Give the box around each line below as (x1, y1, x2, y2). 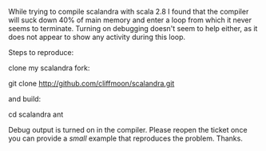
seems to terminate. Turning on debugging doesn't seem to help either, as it (8, 24, 258, 33)
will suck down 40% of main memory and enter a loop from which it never (8, 15, 252, 25)
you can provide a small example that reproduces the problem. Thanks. (8, 133, 244, 143)
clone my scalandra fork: (8, 63, 90, 73)
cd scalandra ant (8, 109, 64, 119)
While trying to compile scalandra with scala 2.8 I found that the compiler (8, 7, 249, 16)
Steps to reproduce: (8, 48, 74, 57)
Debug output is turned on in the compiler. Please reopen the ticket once (8, 125, 248, 134)
